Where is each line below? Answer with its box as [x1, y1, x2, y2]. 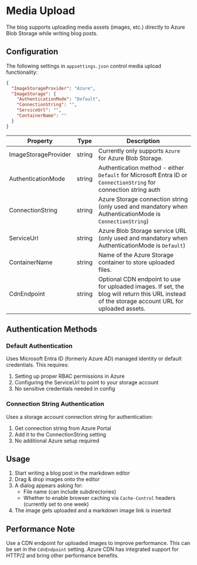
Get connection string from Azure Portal [14, 424, 111, 432]
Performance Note [6, 524, 75, 534]
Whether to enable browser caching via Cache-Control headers [23, 495, 176, 502]
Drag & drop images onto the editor [14, 476, 100, 483]
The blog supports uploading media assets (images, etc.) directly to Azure [6, 23, 185, 31]
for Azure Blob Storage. [98, 154, 163, 162]
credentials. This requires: [6, 361, 69, 368]
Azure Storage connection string [98, 195, 188, 203]
